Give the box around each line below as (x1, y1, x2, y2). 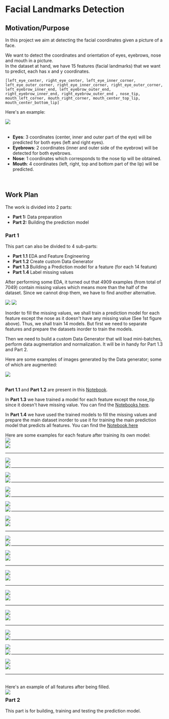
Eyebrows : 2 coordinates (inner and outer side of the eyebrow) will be (12, 145, 158, 151)
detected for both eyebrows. (12, 150, 72, 156)
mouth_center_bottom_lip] (5, 100, 59, 105)
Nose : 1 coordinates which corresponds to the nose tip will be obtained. (12, 156, 162, 161)
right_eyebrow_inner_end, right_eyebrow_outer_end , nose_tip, (5, 91, 141, 97)
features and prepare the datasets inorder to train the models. (5, 326, 133, 332)
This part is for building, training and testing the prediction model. (5, 708, 141, 714)
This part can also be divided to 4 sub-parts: (5, 244, 98, 250)
